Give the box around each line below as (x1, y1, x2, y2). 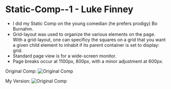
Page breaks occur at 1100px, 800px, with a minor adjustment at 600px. (12, 58, 164, 64)
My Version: (5, 78, 31, 84)
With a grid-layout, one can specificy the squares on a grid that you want (12, 37, 166, 43)
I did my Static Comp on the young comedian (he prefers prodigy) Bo (12, 20, 158, 26)
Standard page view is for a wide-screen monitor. (12, 52, 117, 59)
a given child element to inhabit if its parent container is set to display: (12, 42, 159, 48)
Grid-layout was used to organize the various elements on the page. (12, 31, 156, 37)
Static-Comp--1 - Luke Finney (5, 4, 134, 15)
